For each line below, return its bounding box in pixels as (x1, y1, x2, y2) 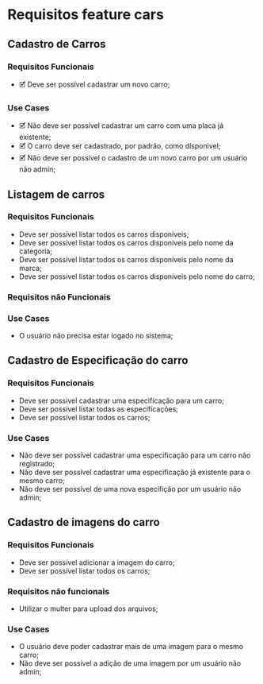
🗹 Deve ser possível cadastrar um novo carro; (18, 79, 170, 89)
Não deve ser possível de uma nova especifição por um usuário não (18, 485, 242, 494)
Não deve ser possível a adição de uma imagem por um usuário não (18, 659, 242, 668)
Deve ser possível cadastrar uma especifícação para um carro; (18, 396, 225, 405)
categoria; (18, 246, 53, 256)
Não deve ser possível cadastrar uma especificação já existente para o (18, 467, 251, 477)
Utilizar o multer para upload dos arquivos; (18, 604, 158, 613)
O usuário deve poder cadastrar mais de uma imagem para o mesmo (18, 642, 243, 651)
